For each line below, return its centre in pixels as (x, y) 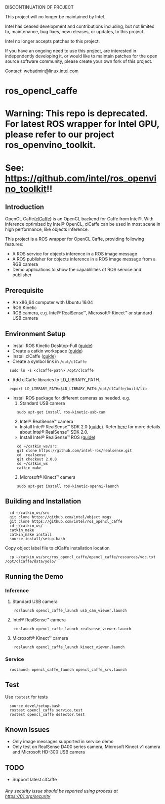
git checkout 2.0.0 (37, 459)
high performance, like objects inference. (47, 229)
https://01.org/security (28, 796)
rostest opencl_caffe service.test (46, 710)
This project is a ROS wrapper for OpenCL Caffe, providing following (75, 239)
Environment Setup (35, 334)
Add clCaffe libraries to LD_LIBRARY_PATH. (56, 380)
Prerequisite (24, 290)
